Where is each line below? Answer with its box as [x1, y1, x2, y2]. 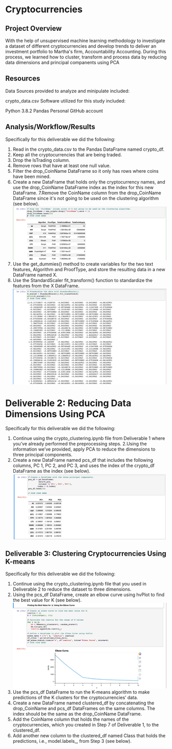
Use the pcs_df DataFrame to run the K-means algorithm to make [12, 689, 150, 695]
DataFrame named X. [12, 272, 58, 278]
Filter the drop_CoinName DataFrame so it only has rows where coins [12, 168, 159, 174]
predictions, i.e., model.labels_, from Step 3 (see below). [12, 738, 132, 744]
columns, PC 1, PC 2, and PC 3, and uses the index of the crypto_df [12, 462, 155, 469]
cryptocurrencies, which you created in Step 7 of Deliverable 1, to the [12, 722, 159, 728]
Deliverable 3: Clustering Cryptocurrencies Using [5, 549, 166, 558]
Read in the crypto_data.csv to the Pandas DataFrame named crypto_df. [12, 146, 165, 152]
